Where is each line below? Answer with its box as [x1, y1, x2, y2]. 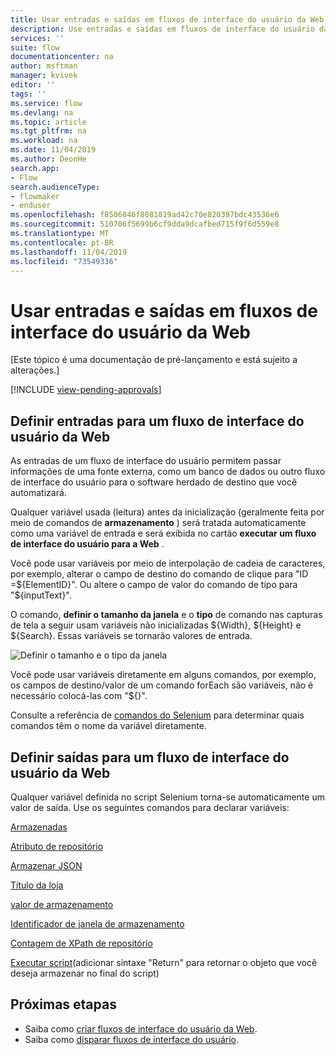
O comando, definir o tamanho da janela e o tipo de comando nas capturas [10, 609, 323, 621]
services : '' [10, 33, 65, 43]
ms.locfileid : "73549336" [10, 256, 118, 266]
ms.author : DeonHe [10, 154, 87, 164]
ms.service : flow [10, 98, 83, 108]
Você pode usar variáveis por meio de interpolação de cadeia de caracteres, [10, 557, 326, 570]
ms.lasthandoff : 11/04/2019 [10, 247, 128, 257]
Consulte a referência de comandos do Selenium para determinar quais [10, 709, 305, 721]
